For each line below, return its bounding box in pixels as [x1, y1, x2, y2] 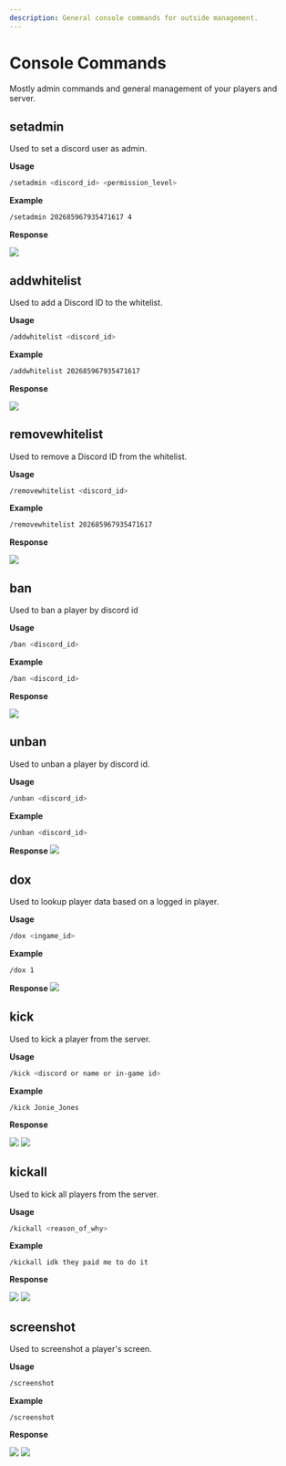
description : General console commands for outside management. [9, 13, 259, 23]
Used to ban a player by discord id [9, 604, 138, 616]
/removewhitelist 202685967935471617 [9, 520, 153, 529]
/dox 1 [9, 966, 35, 975]
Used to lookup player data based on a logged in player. [9, 896, 220, 907]
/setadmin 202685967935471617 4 [9, 213, 132, 222]
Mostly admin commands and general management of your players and [9, 83, 278, 94]
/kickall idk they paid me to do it [9, 1258, 148, 1267]
